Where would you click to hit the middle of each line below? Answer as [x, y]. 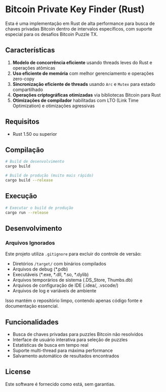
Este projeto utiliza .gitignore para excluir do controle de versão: [73, 254]
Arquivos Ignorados [30, 243]
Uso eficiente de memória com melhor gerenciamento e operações [83, 73]
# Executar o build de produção [39, 208]
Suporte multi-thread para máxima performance [63, 350]
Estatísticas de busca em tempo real [50, 345]
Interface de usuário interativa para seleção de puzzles [70, 340]
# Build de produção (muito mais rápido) [50, 176]
